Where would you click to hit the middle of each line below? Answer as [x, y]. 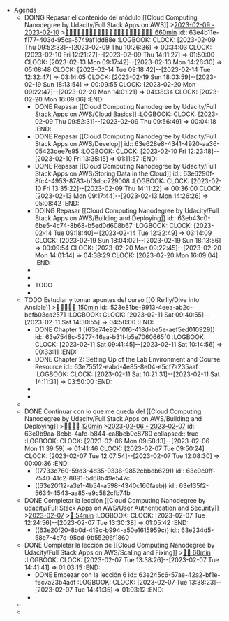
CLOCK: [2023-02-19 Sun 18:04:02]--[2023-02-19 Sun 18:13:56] [128, 240]
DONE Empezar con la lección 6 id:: [86, 575]
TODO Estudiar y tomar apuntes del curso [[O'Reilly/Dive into [112, 300]
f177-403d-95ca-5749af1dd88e [70, 40]
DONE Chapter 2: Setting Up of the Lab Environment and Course [127, 359]
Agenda [25, 10]
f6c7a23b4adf [55, 582]
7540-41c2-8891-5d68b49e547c [82, 478]
